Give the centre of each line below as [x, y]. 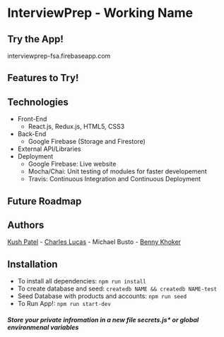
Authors [26, 225]
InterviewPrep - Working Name [100, 13]
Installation [33, 264]
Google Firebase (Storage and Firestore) [87, 142]
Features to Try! [43, 78]
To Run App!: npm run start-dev [64, 304]
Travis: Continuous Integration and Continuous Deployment [114, 179]
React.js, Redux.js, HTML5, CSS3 [76, 127]
